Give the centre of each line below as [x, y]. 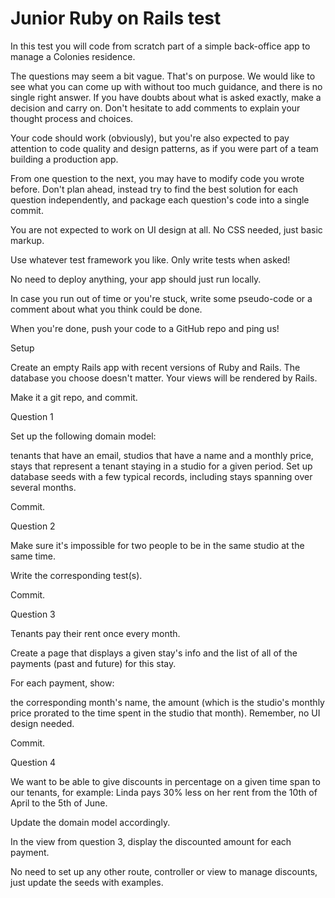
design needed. [42, 723]
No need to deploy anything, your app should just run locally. [136, 279]
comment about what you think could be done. [106, 309]
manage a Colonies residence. [73, 56]
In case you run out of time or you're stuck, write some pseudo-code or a [161, 298]
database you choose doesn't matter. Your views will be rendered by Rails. [164, 378]
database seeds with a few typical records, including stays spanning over [161, 476]
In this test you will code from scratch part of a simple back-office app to [160, 46]
